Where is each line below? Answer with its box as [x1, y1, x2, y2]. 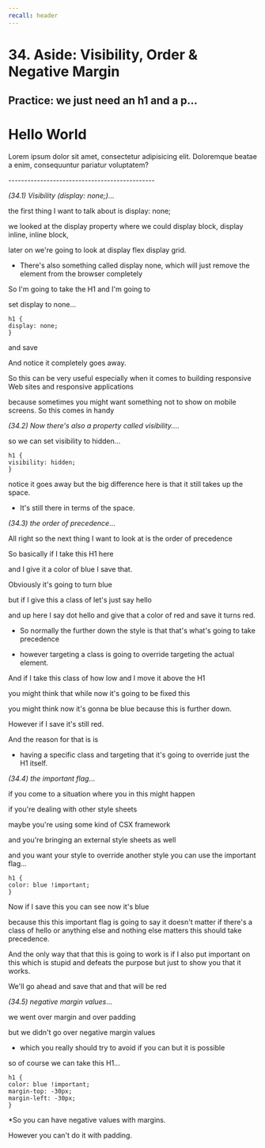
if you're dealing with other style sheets [8, 804, 138, 814]
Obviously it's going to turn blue [8, 580, 112, 590]
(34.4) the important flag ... [8, 774, 96, 784]
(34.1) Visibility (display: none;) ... [8, 191, 115, 200]
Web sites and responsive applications [8, 382, 134, 392]
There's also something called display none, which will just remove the [19, 260, 251, 270]
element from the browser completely [19, 269, 143, 279]
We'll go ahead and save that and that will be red [8, 982, 168, 991]
